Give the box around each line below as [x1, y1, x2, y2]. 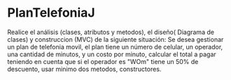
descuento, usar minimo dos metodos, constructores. [7, 65, 162, 73]
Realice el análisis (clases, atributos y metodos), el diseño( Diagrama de [7, 28, 215, 36]
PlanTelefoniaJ [7, 5, 96, 21]
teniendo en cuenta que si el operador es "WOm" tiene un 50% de [7, 57, 199, 65]
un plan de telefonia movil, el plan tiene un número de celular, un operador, [7, 42, 223, 51]
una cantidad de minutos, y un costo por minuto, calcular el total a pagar [7, 50, 217, 58]
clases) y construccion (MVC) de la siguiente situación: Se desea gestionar [7, 35, 224, 43]
